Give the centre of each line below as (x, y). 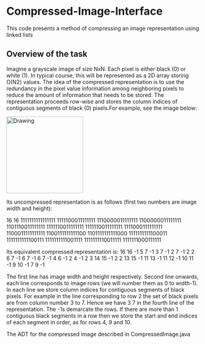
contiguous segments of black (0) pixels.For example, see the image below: (102, 108)
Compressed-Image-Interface (85, 11)
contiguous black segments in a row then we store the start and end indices (102, 315)
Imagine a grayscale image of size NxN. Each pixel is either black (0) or (96, 69)
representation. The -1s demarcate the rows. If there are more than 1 (92, 309)
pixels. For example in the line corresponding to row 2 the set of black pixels (102, 296)
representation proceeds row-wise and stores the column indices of (92, 101)
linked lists (20, 34)
